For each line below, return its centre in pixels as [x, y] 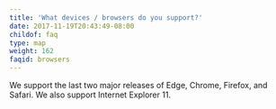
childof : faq [34, 34]
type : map [28, 43]
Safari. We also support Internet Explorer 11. [90, 95]
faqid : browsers [40, 59]
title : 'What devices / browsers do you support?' [106, 18]
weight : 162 [31, 51]
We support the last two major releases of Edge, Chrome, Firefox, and [138, 85]
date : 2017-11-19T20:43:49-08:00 [72, 26]
